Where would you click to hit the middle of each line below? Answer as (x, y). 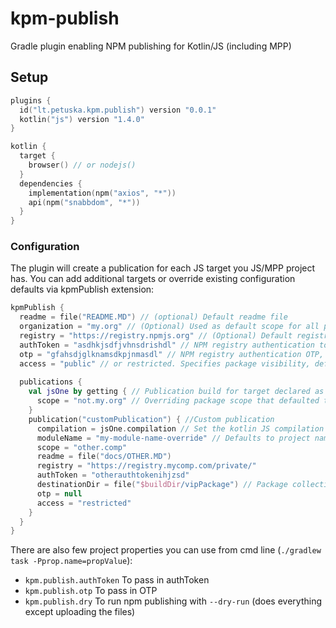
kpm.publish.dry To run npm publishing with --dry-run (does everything (173, 601)
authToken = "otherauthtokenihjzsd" (113, 475)
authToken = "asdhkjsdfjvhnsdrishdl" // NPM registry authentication (167, 345)
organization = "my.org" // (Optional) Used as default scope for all (169, 327)
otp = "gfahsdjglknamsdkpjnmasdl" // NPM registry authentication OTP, (172, 354)
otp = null (59, 493)
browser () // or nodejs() (82, 165)
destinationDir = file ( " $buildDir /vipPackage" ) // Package (162, 485)
